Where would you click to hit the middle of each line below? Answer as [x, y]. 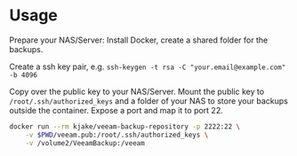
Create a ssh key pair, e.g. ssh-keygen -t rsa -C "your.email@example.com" [148, 66]
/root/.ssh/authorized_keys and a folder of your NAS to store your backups [149, 101]
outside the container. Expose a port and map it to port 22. [116, 110]
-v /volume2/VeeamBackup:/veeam [85, 143]
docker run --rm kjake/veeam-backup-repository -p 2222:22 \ [125, 126]
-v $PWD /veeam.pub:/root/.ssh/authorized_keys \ [117, 135]
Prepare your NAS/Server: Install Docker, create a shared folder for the [139, 40]
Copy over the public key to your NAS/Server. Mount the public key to [137, 91]
